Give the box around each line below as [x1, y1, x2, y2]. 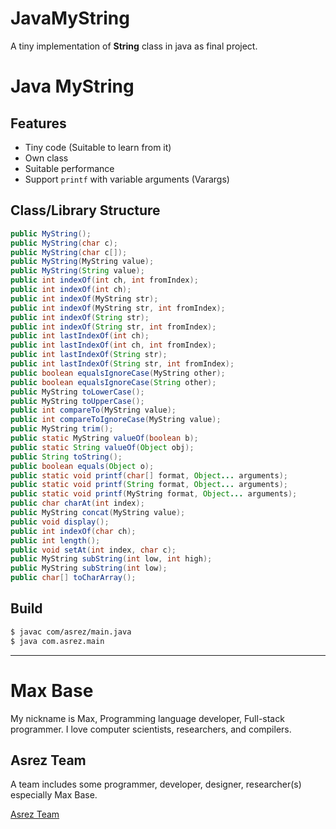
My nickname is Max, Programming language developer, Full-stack [10, 712, 285, 724]
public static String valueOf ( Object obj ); [10, 442, 195, 452]
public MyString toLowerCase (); [10, 387, 145, 397]
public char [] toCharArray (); [10, 573, 137, 583]
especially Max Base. [10, 789, 98, 801]
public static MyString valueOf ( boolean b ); [10, 433, 199, 443]
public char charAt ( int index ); [10, 498, 145, 509]
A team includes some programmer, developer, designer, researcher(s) [10, 778, 302, 791]
